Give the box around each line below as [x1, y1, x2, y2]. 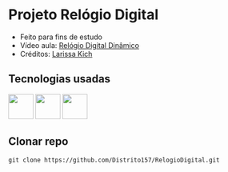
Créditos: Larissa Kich [19, 49, 93, 58]
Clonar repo [8, 134, 69, 149]
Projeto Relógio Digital [8, 6, 158, 24]
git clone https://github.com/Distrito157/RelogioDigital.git [8, 156, 220, 164]
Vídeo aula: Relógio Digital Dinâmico [19, 40, 140, 50]
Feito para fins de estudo [19, 32, 102, 42]
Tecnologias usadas [8, 72, 110, 86]
